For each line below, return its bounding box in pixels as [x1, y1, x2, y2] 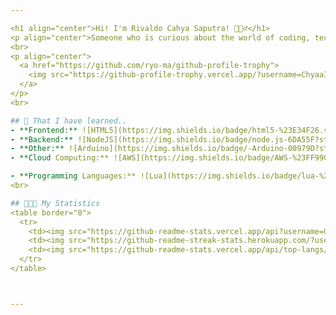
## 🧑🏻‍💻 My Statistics [10, 198, 101, 208]
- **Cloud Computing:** [10, 153, 110, 163]
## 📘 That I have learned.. [10, 116, 128, 126]
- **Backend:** [10, 134, 74, 145]
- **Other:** [10, 144, 65, 154]
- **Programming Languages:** [10, 171, 137, 181]
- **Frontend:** [10, 125, 78, 135]
